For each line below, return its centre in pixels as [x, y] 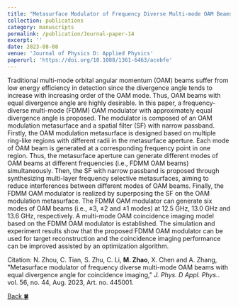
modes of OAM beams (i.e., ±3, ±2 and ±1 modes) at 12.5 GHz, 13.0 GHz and [119, 208]
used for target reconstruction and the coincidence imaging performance [114, 238]
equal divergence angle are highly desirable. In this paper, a [95, 103]
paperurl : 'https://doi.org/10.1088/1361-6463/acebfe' [90, 60]
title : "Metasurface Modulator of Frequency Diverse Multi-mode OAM [110, 14]
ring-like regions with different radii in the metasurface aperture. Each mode [118, 140]
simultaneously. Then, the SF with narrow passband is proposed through [113, 170]
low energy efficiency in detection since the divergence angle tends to [110, 88]
